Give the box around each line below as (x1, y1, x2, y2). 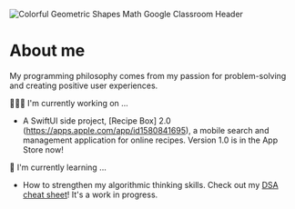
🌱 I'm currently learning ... (9, 162, 107, 173)
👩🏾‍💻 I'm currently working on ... (9, 97, 129, 108)
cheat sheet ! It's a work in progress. (22, 189, 158, 200)
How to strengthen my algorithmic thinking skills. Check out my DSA (22, 179, 280, 190)
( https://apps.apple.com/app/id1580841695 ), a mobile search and (22, 124, 270, 135)
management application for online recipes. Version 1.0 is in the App (22, 134, 279, 145)
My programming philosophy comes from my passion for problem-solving (9, 70, 287, 81)
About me (9, 41, 86, 61)
